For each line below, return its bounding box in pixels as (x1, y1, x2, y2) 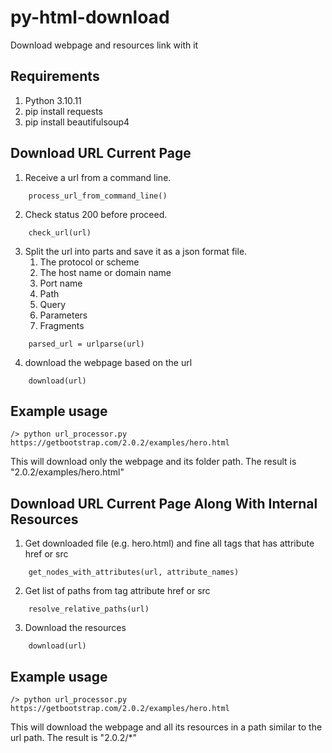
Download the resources (24, 622, 127, 634)
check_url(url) (28, 227, 92, 238)
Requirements (10, 68, 100, 85)
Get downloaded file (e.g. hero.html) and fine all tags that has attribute (24, 537, 315, 550)
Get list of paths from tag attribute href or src (24, 585, 211, 597)
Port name (39, 277, 83, 289)
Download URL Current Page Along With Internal (10, 495, 318, 512)
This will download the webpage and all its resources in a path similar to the (10, 721, 323, 733)
